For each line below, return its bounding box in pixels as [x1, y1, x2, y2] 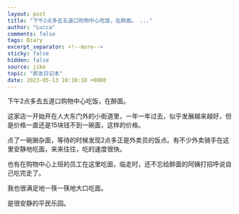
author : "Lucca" [7, 23, 55, 31]
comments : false [7, 30, 55, 38]
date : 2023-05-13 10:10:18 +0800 [7, 76, 107, 84]
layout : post [7, 10, 46, 18]
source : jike [7, 63, 46, 70]
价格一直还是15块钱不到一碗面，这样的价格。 [13, 121, 144, 129]
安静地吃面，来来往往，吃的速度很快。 [13, 145, 126, 154]
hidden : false [7, 57, 50, 64]
